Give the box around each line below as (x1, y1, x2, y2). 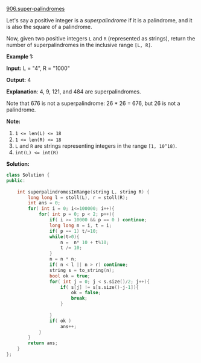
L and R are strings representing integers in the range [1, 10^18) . (14, 142, 177, 150)
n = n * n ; (49, 256, 77, 262)
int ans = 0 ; (28, 200, 61, 206)
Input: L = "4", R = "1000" (6, 65, 71, 72)
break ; (71, 295, 88, 301)
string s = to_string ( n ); (49, 267, 115, 273)
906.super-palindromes (6, 5, 65, 12)
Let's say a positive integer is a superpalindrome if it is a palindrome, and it (6, 17, 193, 24)
